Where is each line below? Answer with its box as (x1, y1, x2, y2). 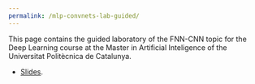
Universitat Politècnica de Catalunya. (8, 51, 132, 61)
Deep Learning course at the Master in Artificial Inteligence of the (8, 42, 227, 52)
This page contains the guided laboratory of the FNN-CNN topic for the (8, 34, 248, 44)
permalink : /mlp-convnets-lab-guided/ (8, 11, 140, 20)
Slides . (19, 66, 43, 77)
